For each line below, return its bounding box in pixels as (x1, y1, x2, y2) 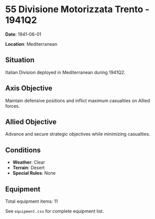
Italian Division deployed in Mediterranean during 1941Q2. (5, 69, 126, 75)
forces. (5, 103, 20, 109)
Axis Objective (5, 84, 53, 92)
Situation (5, 56, 34, 65)
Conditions (5, 146, 41, 154)
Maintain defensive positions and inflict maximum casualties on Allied (5, 98, 150, 104)
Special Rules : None (12, 170, 56, 176)
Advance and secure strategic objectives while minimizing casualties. (5, 131, 150, 137)
